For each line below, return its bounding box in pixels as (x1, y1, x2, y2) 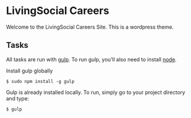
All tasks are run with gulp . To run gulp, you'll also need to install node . (6, 55, 177, 63)
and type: (6, 95, 29, 102)
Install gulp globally (6, 67, 53, 74)
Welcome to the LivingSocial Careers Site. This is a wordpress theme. (6, 23, 174, 30)
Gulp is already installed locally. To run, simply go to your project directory (6, 89, 186, 96)
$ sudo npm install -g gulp (6, 78, 75, 84)
